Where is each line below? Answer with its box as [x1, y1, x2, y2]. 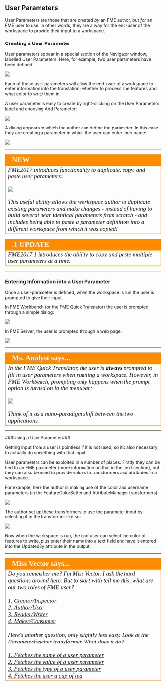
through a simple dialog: [5, 309, 54, 315]
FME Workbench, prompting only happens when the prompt [8, 378, 150, 385]
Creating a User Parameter [5, 40, 71, 46]
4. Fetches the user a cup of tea [8, 672, 83, 679]
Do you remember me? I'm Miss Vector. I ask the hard [8, 570, 135, 577]
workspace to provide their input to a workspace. [5, 27, 105, 34]
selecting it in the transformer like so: [5, 514, 81, 520]
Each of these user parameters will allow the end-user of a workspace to [5, 81, 154, 86]
